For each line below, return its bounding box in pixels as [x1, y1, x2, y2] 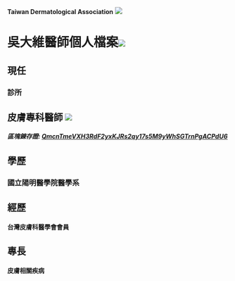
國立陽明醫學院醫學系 [7, 177, 80, 187]
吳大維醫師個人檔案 [7, 35, 119, 51]
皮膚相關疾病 [7, 266, 44, 275]
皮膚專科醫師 [7, 111, 63, 123]
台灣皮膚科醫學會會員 [7, 223, 69, 231]
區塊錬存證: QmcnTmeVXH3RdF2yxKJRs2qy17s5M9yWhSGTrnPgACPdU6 [7, 132, 228, 141]
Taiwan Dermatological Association [7, 8, 114, 15]
